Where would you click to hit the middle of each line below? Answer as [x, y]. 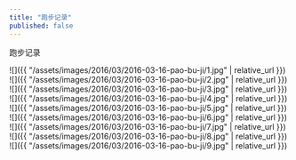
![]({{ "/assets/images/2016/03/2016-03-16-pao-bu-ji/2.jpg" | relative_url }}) [148, 79]
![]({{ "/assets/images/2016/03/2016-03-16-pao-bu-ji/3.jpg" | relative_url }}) [148, 89]
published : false [41, 26]
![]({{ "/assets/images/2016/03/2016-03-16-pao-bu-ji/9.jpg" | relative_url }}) [148, 145]
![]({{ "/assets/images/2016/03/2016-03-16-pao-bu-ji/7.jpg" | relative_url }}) [148, 126]
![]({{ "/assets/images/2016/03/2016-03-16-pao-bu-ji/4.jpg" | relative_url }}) [148, 98]
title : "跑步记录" [41, 17]
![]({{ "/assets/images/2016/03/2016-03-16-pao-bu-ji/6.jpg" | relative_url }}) [148, 117]
